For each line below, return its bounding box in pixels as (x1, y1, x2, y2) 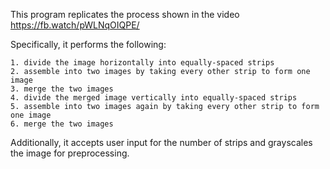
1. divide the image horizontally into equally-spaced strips (10, 58, 275, 68)
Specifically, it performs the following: (10, 39, 167, 50)
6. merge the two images (10, 119, 114, 129)
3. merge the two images (10, 84, 114, 94)
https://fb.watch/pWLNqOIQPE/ (10, 19, 140, 31)
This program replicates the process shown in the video (10, 9, 240, 20)
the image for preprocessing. (10, 147, 130, 159)
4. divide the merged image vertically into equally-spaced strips (10, 93, 298, 103)
